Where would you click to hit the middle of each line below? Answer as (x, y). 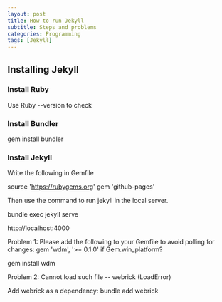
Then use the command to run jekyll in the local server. (88, 201)
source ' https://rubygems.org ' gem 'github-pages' (81, 187)
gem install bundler (36, 139)
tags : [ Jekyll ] (30, 41)
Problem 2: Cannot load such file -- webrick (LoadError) (89, 277)
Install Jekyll (30, 157)
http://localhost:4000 (38, 228)
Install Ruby (28, 90)
